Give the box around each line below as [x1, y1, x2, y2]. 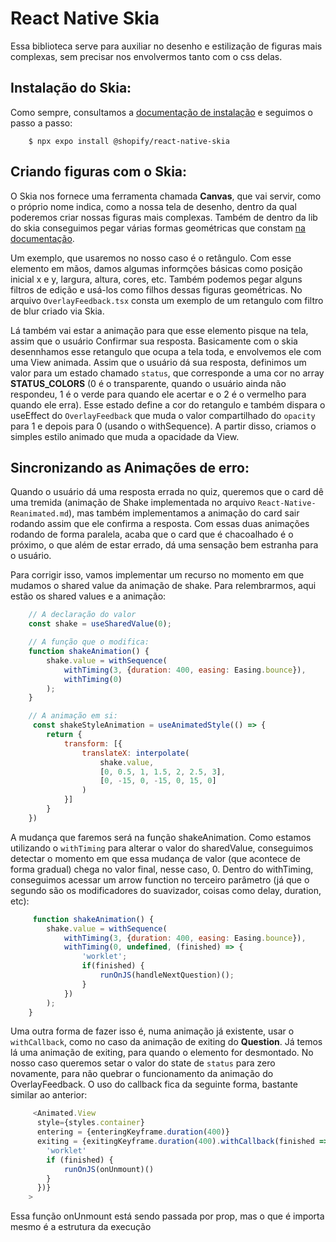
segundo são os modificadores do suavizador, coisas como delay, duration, [10, 884, 322, 896]
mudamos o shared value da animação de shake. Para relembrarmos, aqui [10, 580, 317, 592]
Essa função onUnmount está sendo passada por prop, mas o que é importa [10, 1210, 325, 1222]
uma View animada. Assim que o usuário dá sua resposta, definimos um [10, 356, 307, 368]
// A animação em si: [28, 711, 118, 721]
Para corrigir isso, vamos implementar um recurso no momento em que [10, 569, 305, 581]
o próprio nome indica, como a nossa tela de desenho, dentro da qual [10, 200, 297, 212]
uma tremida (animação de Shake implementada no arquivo [10, 497, 256, 509]
